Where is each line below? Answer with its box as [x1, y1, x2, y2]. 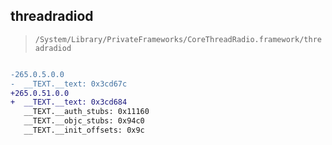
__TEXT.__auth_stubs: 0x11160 [23, 107, 150, 117]
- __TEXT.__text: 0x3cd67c [10, 79, 128, 89]
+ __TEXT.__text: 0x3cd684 [10, 97, 128, 108]
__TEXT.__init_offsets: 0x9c [23, 125, 145, 136]
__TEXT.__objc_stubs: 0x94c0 [23, 116, 145, 126]
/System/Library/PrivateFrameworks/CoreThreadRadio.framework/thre [34, 34, 322, 44]
